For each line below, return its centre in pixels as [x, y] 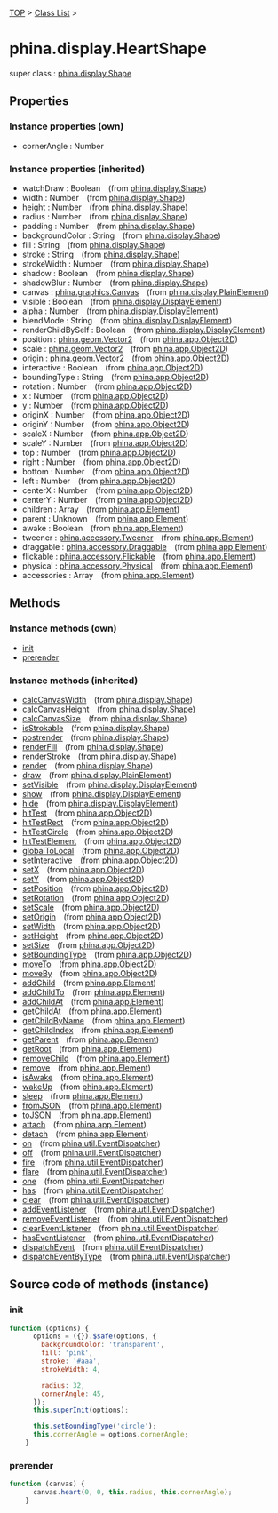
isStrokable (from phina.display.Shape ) [96, 728]
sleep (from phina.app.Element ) [83, 1095]
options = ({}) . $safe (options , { [95, 1336]
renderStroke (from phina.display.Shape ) [99, 756]
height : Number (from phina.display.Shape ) [105, 207]
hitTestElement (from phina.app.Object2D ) [102, 841]
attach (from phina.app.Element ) [84, 1124]
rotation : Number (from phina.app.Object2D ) [107, 386]
